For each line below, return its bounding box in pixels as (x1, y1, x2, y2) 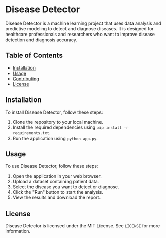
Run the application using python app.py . (12, 135, 98, 141)
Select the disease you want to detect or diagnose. (12, 184, 119, 190)
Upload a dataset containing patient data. (12, 179, 99, 185)
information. (5, 228, 31, 234)
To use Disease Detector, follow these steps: (5, 163, 98, 169)
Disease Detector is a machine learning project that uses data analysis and (5, 20, 161, 26)
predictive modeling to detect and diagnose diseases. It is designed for (5, 25, 154, 31)
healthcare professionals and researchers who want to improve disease (5, 31, 155, 37)
